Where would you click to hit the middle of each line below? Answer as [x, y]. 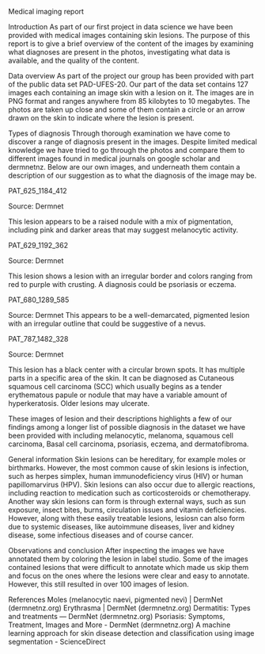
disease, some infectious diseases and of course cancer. [101, 535]
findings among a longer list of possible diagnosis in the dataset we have [127, 427]
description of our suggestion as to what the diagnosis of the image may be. [132, 175]
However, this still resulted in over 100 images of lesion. [99, 584]
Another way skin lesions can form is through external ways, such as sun [127, 501]
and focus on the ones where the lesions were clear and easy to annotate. [129, 576]
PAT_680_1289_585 [39, 300]
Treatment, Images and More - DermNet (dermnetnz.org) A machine [119, 625]
